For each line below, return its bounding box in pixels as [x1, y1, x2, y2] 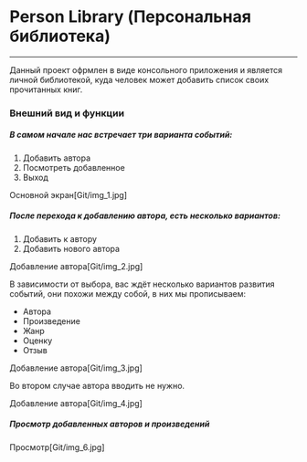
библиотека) [9, 26, 111, 47]
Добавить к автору [22, 233, 98, 244]
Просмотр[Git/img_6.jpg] [9, 441, 105, 453]
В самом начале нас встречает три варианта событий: [9, 130, 233, 141]
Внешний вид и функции [9, 107, 125, 120]
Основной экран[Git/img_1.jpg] [9, 189, 128, 200]
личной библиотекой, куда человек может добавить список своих [9, 74, 270, 85]
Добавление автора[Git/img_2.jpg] [9, 260, 143, 271]
